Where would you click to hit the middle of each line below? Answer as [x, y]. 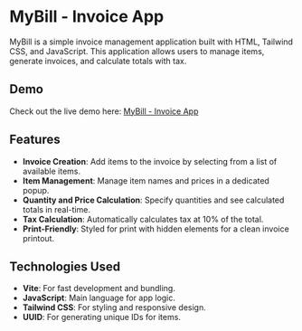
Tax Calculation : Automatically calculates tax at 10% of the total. [143, 219]
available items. [52, 171]
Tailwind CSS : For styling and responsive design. [114, 307]
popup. [36, 190]
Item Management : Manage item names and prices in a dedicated [146, 180]
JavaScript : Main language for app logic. [99, 298]
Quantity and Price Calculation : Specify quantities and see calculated [153, 200]
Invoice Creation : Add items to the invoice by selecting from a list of [150, 161]
